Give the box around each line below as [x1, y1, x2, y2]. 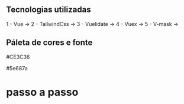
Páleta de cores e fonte [6, 38, 93, 48]
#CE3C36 [6, 53, 30, 60]
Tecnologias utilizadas [6, 5, 91, 15]
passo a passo [6, 85, 79, 99]
